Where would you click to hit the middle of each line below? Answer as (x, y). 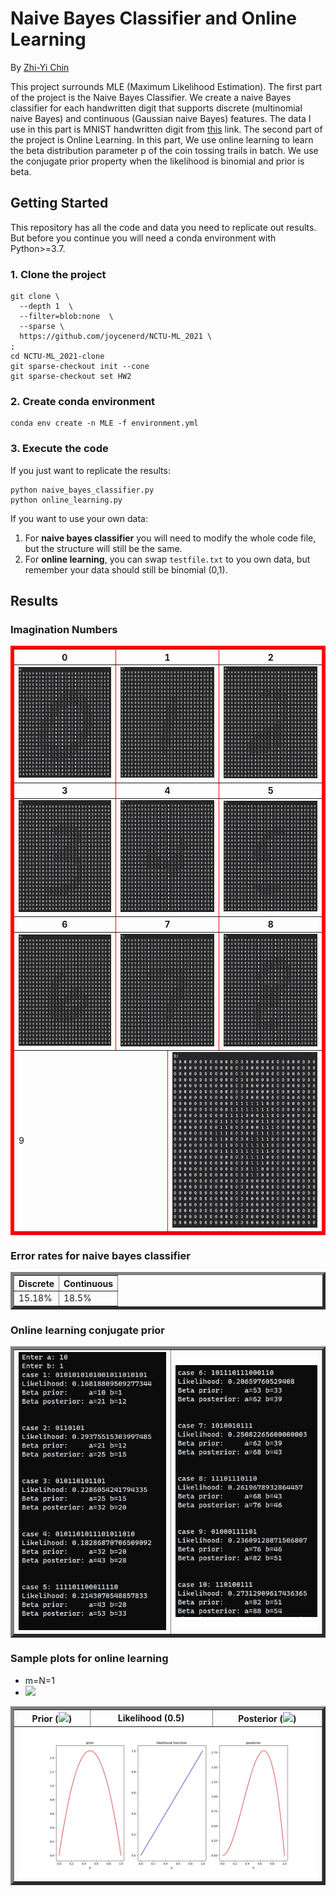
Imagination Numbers (64, 629)
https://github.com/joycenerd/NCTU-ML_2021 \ (116, 337)
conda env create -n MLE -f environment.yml (104, 423)
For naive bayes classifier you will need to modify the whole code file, (170, 538)
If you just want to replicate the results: (90, 470)
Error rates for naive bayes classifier (100, 1256)
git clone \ (35, 297)
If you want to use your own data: (79, 518)
